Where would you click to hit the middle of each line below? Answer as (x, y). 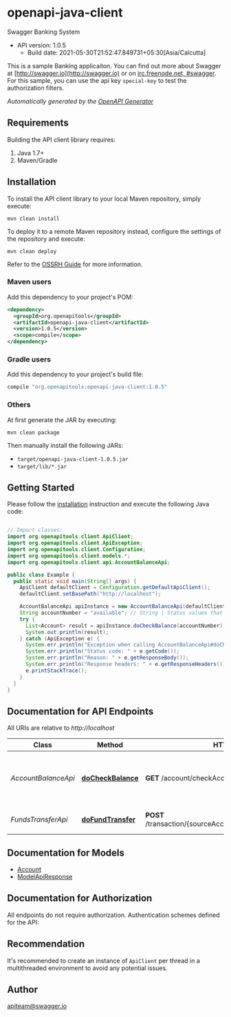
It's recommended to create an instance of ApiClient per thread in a (104, 960)
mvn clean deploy (32, 251)
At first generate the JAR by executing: (62, 419)
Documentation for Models (66, 852)
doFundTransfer (109, 820)
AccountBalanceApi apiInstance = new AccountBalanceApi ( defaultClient (123, 606)
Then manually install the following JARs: (65, 445)
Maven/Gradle (37, 160)
